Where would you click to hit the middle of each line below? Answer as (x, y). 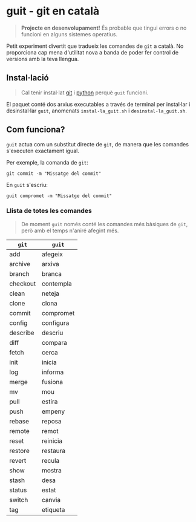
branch (19, 273)
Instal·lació (28, 78)
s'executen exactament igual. (43, 151)
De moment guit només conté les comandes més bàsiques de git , (104, 224)
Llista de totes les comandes (49, 211)
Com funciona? (36, 130)
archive (20, 264)
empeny (53, 411)
